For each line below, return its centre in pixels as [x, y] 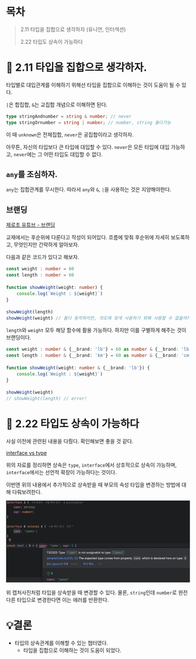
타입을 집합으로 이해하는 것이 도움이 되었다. [72, 650]
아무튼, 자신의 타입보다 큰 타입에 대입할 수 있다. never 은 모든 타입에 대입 [88, 147]
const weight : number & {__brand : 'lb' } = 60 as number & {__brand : [92, 349]
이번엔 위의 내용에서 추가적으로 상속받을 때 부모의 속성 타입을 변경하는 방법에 [93, 484]
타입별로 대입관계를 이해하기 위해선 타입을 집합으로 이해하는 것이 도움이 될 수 [93, 85]
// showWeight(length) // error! [47, 399]
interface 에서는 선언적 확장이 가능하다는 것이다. [62, 472]
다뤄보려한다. [27, 492]
